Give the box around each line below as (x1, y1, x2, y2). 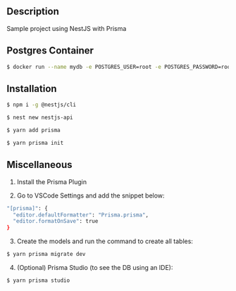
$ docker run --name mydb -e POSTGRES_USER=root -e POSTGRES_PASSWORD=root (6, 63, 234, 70)
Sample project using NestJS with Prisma (6, 24, 127, 32)
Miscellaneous (6, 159, 73, 171)
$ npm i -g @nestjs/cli (6, 101, 77, 108)
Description (6, 6, 59, 18)
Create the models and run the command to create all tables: (16, 237, 193, 245)
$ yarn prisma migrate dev (6, 251, 86, 258)
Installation (6, 82, 57, 94)
